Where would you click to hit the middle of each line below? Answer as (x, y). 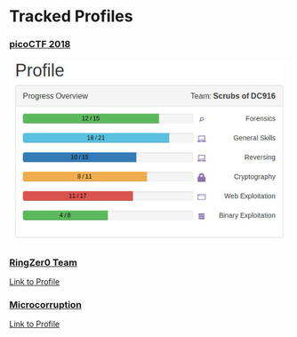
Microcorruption (45, 304)
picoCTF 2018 (40, 44)
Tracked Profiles (71, 16)
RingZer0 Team (43, 262)
